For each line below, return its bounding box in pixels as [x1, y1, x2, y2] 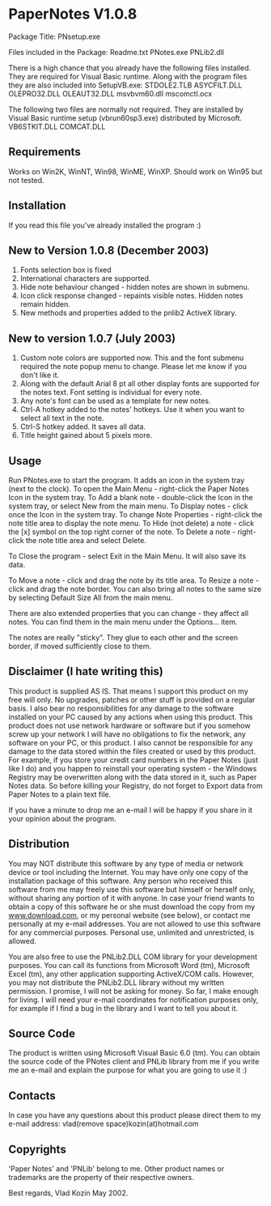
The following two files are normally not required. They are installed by [8, 104, 244, 114]
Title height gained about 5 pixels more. [19, 431, 153, 440]
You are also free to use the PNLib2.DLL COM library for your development [8, 952, 257, 962]
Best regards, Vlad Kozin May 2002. [8, 1188, 129, 1198]
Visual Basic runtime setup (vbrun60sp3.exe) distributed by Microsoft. [8, 113, 243, 122]
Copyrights [8, 1142, 66, 1156]
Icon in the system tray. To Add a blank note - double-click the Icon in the [8, 493, 253, 502]
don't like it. [19, 370, 60, 380]
